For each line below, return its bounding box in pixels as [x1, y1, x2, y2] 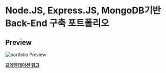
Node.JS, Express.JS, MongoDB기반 [5, 5, 161, 16]
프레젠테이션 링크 [5, 62, 40, 68]
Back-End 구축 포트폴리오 [5, 17, 109, 29]
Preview [5, 38, 32, 46]
